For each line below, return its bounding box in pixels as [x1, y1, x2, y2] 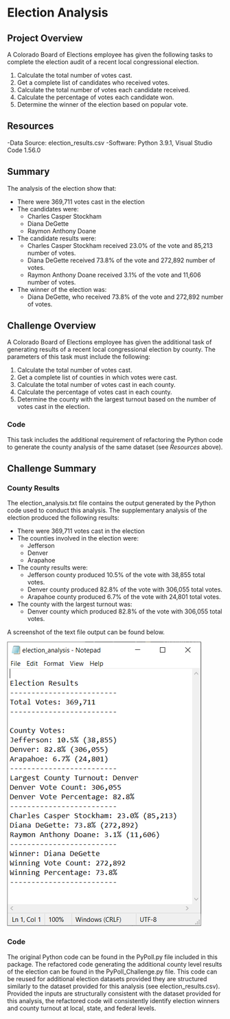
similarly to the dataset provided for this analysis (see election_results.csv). [7, 982, 220, 990]
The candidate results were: [16, 234, 97, 242]
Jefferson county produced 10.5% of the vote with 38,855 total [27, 571, 206, 579]
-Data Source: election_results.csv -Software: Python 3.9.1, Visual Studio [7, 138, 213, 147]
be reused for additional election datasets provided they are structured [7, 974, 207, 983]
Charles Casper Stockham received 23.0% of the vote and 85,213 [27, 241, 213, 249]
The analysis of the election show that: [7, 184, 117, 192]
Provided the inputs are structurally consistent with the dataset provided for [7, 989, 221, 998]
